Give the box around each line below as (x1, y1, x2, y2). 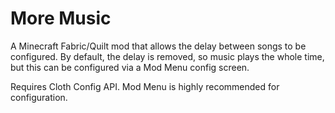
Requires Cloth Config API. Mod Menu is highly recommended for (10, 80, 280, 92)
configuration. (10, 91, 68, 103)
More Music (10, 7, 112, 30)
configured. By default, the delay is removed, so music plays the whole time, (10, 50, 325, 62)
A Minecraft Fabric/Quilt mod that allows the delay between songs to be (10, 40, 307, 52)
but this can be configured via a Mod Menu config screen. (10, 61, 250, 73)
